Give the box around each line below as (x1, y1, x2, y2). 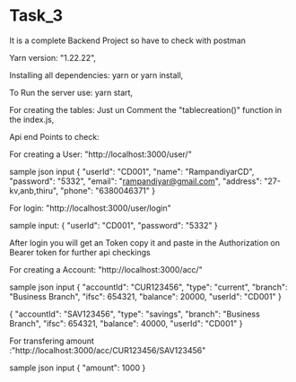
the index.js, (9, 114, 55, 125)
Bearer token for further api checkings (9, 247, 151, 257)
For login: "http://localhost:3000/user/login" (9, 203, 172, 213)
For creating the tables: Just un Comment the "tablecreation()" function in (9, 104, 283, 115)
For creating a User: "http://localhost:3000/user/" (9, 149, 193, 160)
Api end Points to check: (9, 131, 100, 142)
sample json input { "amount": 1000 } (9, 362, 146, 373)
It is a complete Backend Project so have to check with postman (9, 35, 247, 46)
